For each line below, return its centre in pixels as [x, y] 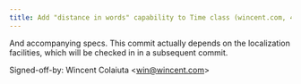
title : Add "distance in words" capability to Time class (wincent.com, [148, 17]
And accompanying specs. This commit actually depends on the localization [150, 43]
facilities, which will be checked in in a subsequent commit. [119, 52]
